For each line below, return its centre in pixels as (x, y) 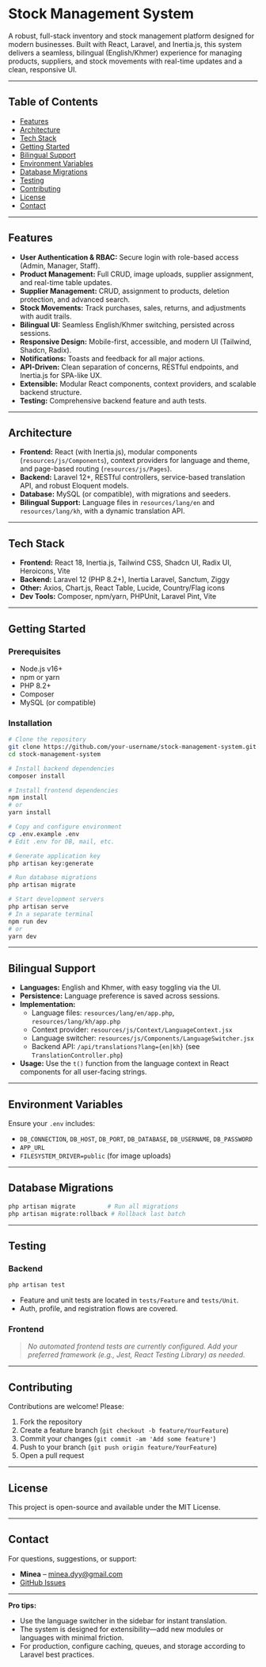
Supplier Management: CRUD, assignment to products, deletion (124, 291)
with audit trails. (46, 316)
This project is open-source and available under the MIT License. (114, 1507)
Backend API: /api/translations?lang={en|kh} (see (116, 1047)
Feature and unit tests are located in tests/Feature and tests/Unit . (129, 1300)
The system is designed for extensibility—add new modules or (122, 1629)
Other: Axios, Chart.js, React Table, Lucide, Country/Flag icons (122, 588)
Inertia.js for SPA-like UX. (61, 375)
